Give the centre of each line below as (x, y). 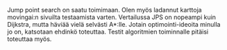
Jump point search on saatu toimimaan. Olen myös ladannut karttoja (105, 10)
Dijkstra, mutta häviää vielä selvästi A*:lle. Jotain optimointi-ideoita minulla (114, 24)
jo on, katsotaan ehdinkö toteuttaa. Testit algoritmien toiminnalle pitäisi (108, 32)
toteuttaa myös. (30, 39)
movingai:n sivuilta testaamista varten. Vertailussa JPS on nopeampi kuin (112, 17)
